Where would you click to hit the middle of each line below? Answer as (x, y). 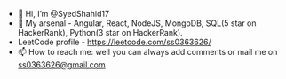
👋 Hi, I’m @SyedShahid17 (63, 14)
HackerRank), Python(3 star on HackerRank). (100, 32)
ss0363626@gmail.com (61, 65)
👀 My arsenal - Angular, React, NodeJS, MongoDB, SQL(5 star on (137, 23)
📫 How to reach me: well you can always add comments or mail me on (147, 52)
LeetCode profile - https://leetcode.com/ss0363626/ (114, 42)
